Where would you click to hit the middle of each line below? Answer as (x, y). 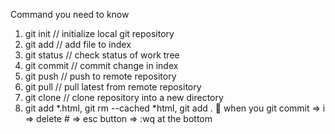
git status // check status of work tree (102, 55)
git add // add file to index (78, 44)
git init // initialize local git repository (99, 33)
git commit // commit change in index (101, 65)
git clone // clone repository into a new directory (124, 97)
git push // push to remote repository (100, 76)
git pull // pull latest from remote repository (113, 87)
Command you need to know (70, 14)
